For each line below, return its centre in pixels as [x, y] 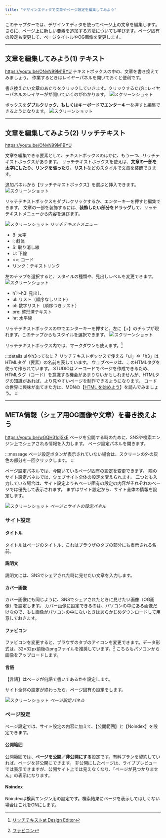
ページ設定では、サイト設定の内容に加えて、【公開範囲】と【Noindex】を [79, 726]
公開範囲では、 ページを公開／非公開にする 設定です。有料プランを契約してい [83, 757]
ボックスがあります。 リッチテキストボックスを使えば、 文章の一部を [87, 162]
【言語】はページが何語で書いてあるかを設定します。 [59, 679]
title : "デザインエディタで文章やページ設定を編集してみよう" [61, 10]
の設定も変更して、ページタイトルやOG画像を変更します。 [64, 37]
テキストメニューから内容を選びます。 [44, 214]
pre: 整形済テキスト [32, 312]
